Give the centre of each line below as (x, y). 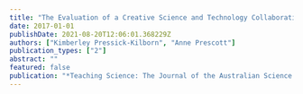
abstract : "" (34, 59)
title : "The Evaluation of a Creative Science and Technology (129, 17)
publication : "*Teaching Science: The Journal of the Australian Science (151, 76)
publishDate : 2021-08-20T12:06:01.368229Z (90, 34)
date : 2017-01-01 (42, 26)
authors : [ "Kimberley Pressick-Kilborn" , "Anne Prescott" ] (123, 43)
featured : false (40, 68)
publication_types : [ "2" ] (58, 51)
